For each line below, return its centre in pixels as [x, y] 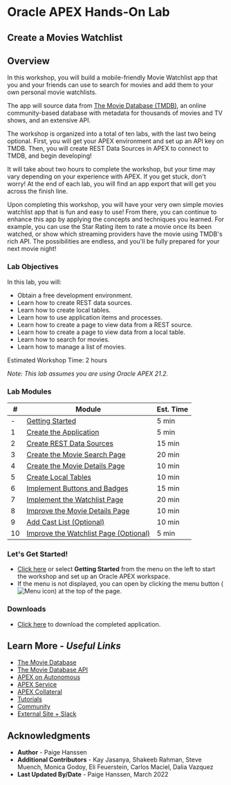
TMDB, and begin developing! [49, 156]
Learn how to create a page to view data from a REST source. [105, 324]
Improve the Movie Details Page [78, 510]
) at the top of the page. [88, 591]
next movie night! [32, 249]
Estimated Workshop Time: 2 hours [57, 360]
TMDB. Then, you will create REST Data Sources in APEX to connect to [108, 149]
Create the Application [63, 432]
